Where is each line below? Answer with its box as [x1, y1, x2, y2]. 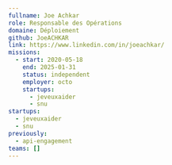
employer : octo [22, 78, 73, 86]
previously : [8, 129, 48, 137]
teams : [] [8, 144, 41, 152]
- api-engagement [15, 136, 73, 145]
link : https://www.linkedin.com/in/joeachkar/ [8, 41, 165, 49]
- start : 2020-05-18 [15, 56, 83, 64]
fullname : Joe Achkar [8, 11, 80, 20]
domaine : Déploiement [8, 26, 80, 34]
